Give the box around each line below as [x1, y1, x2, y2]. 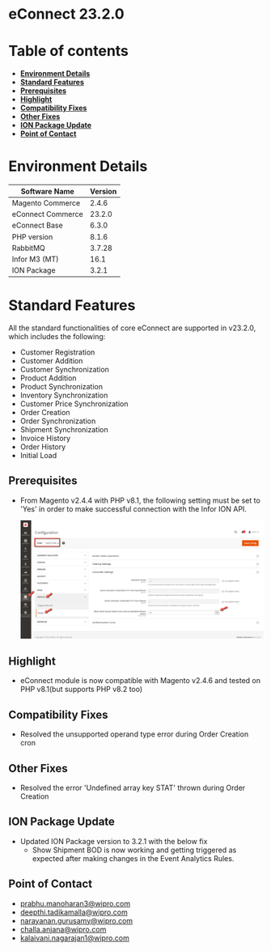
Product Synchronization [19, 381, 104, 391]
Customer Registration [19, 347, 95, 357]
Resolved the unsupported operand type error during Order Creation [19, 729, 249, 739]
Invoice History [19, 433, 71, 443]
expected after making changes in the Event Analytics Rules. [32, 853, 235, 863]
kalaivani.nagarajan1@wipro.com [19, 932, 129, 943]
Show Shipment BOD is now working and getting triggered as [32, 845, 237, 855]
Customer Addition [19, 355, 83, 365]
